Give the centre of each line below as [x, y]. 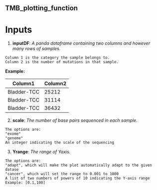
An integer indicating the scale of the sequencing [60, 143]
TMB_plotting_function [41, 8]
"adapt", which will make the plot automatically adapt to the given [79, 165]
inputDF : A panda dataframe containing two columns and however [81, 43]
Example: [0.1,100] [25, 183]
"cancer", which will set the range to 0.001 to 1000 [62, 174]
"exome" [13, 134]
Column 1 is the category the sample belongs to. [58, 58]
